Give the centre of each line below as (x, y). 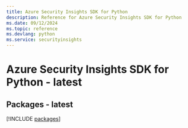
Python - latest (44, 82)
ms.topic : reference (32, 29)
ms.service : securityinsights (44, 40)
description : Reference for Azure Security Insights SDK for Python (94, 17)
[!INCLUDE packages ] (33, 119)
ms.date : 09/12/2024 (32, 23)
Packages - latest (40, 104)
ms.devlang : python (31, 34)
